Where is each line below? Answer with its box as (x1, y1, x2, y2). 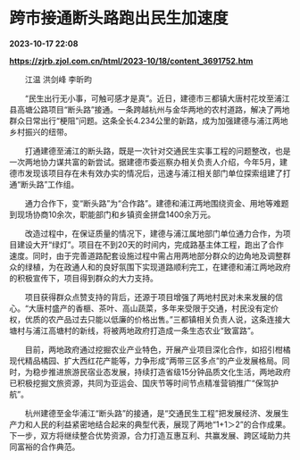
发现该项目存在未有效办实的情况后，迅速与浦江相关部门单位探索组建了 (24, 167, 283, 179)
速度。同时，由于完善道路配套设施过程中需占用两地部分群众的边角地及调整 (9, 250, 283, 261)
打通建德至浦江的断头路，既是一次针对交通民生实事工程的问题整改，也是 (24, 145, 291, 156)
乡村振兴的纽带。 (9, 126, 72, 137)
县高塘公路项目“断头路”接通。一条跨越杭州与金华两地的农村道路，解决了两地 (9, 104, 290, 114)
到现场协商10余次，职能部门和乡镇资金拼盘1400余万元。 (9, 209, 216, 220)
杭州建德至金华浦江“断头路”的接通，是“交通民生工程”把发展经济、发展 (24, 407, 281, 418)
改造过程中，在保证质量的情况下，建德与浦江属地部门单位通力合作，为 (24, 228, 283, 238)
